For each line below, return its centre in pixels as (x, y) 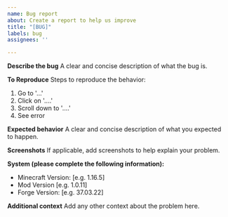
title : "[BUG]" (29, 27)
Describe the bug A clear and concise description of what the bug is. (107, 66)
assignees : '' (28, 40)
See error (31, 116)
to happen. (23, 137)
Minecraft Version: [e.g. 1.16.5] (61, 178)
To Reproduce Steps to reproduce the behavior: (76, 80)
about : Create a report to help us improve (72, 20)
